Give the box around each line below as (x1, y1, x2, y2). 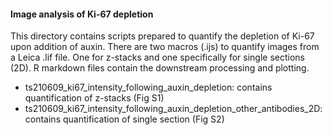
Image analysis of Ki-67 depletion (10, 8, 154, 20)
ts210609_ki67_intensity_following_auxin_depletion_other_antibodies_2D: (24, 103, 323, 115)
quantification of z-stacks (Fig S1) (24, 92, 165, 104)
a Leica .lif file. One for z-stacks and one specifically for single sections (10, 51, 305, 64)
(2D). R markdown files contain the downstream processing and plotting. (10, 62, 310, 74)
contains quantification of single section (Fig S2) (24, 113, 225, 125)
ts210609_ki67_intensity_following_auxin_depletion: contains (24, 81, 273, 94)
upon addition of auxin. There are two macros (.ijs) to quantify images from (10, 41, 320, 53)
